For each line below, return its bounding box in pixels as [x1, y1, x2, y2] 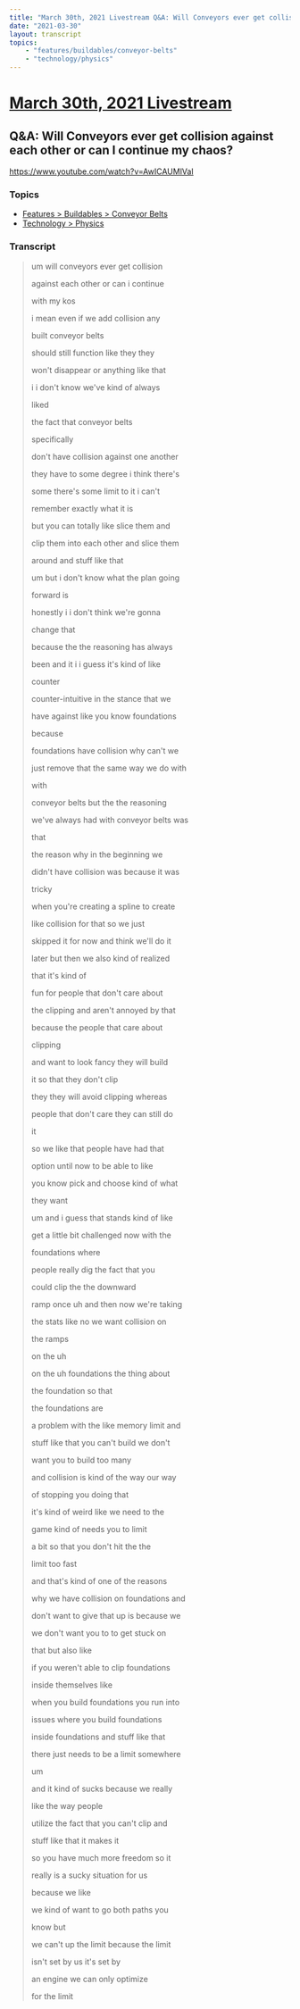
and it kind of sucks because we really [30, 1783, 173, 1794]
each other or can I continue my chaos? [9, 142, 234, 157]
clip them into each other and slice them [30, 538, 179, 548]
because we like [30, 1887, 91, 1897]
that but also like [30, 1645, 92, 1655]
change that [30, 624, 76, 635]
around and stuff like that [30, 554, 124, 565]
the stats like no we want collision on [30, 1316, 167, 1327]
